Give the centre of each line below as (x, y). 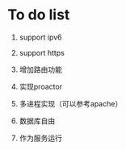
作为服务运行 (40, 138)
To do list (39, 15)
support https (42, 52)
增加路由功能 (40, 69)
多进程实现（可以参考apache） (71, 103)
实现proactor (40, 86)
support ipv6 (40, 37)
